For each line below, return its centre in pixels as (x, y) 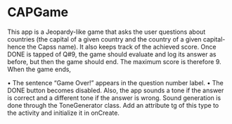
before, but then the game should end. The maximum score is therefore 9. (114, 61)
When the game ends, (39, 69)
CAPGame (38, 12)
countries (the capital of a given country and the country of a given (104, 39)
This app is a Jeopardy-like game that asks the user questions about (107, 32)
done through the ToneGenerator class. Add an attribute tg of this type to (113, 105)
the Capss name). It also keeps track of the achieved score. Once (122, 46)
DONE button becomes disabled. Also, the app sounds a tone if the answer (116, 90)
